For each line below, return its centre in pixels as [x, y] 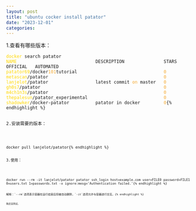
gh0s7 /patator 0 [86, 88]
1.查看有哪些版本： [28, 45]
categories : [21, 28]
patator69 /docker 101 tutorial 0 [86, 72]
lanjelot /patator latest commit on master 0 [86, 82]
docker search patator [34, 56]
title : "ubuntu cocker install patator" [56, 17]
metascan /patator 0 [86, 77]
